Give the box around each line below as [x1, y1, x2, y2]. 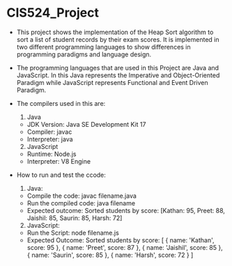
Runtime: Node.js [26, 150, 77, 158]
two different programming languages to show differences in [16, 42, 191, 51]
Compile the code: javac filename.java [26, 191, 137, 200]
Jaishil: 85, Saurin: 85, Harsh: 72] [26, 214, 123, 222]
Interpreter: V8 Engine [26, 157, 91, 165]
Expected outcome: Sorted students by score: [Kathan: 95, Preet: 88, [26, 206, 226, 214]
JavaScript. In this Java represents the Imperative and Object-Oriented [16, 71, 220, 79]
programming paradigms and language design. [16, 50, 152, 58]
